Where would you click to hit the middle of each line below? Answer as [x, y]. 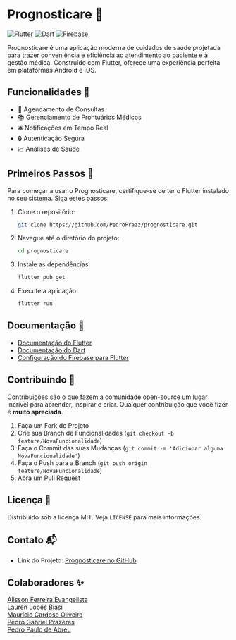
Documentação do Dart [51, 350]
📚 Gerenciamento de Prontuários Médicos [80, 117]
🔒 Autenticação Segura [51, 138]
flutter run [35, 304]
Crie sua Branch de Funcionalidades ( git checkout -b [95, 433]
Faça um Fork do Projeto [53, 425]
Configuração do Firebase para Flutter [73, 357]
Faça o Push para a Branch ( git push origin [82, 463]
